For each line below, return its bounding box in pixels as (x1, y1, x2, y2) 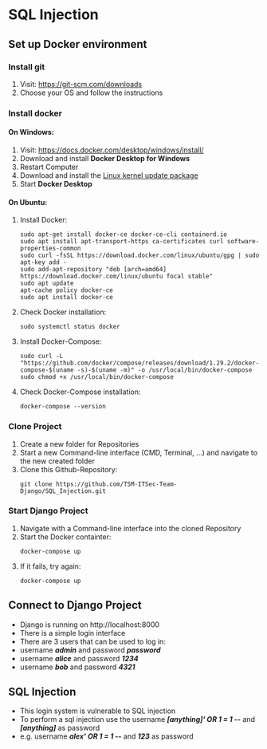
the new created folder (19, 456, 96, 466)
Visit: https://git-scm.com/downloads (19, 79, 143, 89)
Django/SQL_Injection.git (19, 487, 106, 495)
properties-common (19, 245, 81, 253)
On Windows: (8, 128, 54, 137)
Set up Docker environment (8, 37, 147, 51)
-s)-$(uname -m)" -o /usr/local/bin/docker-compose (77, 366, 253, 374)
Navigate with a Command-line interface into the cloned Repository (19, 523, 241, 533)
